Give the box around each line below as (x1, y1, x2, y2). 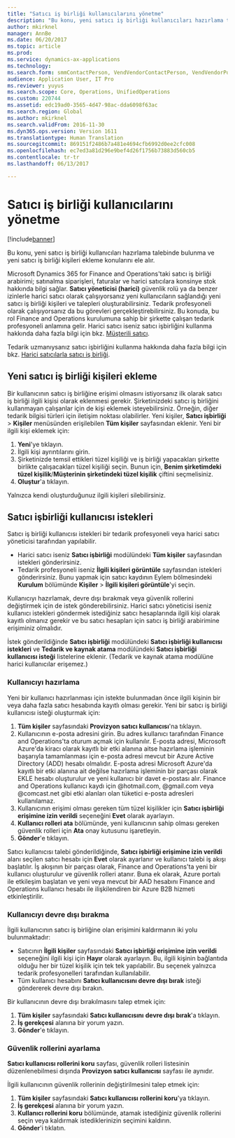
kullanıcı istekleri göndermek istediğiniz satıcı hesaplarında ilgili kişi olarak (7, 609, 220, 617)
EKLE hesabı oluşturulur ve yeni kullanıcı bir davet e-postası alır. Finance (17, 774, 226, 782)
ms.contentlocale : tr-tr (7, 154, 80, 161)
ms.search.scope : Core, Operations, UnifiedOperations (7, 88, 171, 95)
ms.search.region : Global (7, 108, 83, 115)
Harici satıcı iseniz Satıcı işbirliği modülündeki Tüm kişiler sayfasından (17, 551, 222, 559)
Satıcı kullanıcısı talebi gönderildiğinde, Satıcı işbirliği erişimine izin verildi (7, 847, 222, 856)
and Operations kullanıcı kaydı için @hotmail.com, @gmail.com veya (17, 782, 214, 790)
